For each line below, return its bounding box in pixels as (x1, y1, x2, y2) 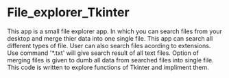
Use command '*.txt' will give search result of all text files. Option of (7, 49, 199, 57)
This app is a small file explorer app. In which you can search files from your (7, 27, 223, 35)
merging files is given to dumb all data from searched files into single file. (7, 56, 214, 64)
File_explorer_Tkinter (7, 5, 130, 20)
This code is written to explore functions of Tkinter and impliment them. (7, 63, 209, 71)
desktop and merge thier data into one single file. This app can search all (7, 34, 213, 42)
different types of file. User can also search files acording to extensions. (7, 41, 211, 50)
